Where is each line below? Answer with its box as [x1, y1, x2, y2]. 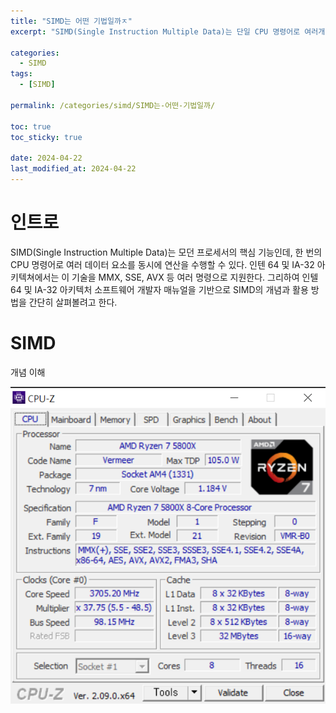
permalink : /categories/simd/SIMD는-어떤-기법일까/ [10, 100, 216, 110]
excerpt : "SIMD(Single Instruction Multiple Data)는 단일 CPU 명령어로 [10, 26, 301, 37]
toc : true [10, 121, 52, 132]
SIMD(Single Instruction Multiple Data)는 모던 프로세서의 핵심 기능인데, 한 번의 [10, 246, 323, 258]
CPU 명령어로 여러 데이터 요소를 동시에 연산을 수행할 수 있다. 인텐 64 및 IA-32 [10, 258, 315, 270]
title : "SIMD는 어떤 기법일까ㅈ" [10, 16, 133, 26]
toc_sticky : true [10, 132, 83, 142]
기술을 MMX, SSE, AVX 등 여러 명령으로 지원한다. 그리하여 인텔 [71, 271, 319, 283]
